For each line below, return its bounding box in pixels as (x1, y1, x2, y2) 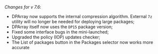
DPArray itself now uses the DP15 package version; (11, 24, 113, 30)
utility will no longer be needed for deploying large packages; (11, 19, 135, 24)
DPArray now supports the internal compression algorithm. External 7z (11, 14, 153, 19)
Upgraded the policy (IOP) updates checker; (11, 34, 101, 40)
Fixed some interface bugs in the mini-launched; (11, 29, 109, 35)
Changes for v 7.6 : (4, 4, 42, 10)
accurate (11, 45, 30, 50)
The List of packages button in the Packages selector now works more (11, 39, 154, 45)
